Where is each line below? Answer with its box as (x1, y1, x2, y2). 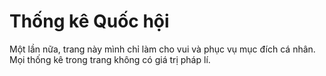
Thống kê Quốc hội (9, 10, 170, 33)
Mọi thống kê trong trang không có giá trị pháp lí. (9, 53, 211, 65)
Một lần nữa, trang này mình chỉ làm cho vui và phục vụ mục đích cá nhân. (9, 43, 316, 55)
